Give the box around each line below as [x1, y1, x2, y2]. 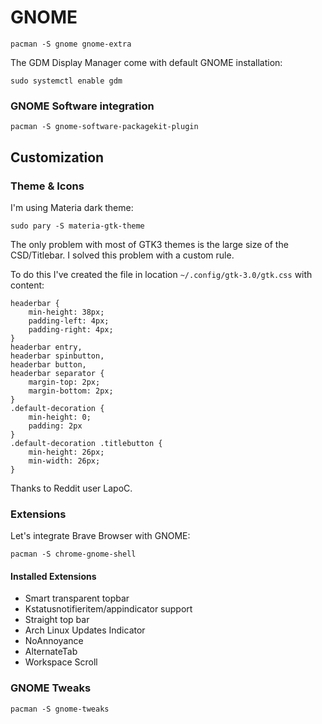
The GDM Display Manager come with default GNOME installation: [10, 56, 283, 68]
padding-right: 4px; [28, 324, 114, 335]
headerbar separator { [10, 368, 105, 378]
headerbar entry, [10, 342, 83, 352]
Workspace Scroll [24, 656, 98, 668]
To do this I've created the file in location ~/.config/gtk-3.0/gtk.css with [10, 268, 313, 280]
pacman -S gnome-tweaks [10, 704, 110, 714]
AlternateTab [24, 646, 78, 658]
